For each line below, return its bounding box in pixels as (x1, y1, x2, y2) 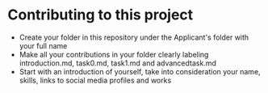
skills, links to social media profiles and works (19, 75, 172, 85)
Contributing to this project (7, 6, 194, 24)
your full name (19, 40, 68, 50)
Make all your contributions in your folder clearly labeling (19, 49, 209, 59)
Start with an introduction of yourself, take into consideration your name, (19, 66, 261, 76)
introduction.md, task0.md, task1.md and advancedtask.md (19, 58, 217, 68)
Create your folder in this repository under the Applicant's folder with (19, 32, 249, 42)
